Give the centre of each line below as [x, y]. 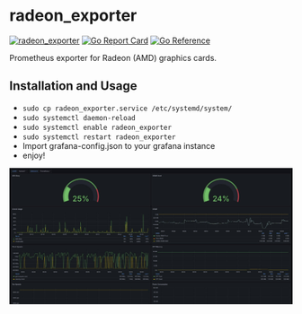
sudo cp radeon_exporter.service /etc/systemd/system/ [127, 109]
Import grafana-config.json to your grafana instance [119, 145]
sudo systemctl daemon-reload [79, 118]
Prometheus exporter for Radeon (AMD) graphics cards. [113, 57]
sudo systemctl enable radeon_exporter [97, 127]
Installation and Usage [73, 86]
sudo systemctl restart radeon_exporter [99, 137]
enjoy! [34, 155]
